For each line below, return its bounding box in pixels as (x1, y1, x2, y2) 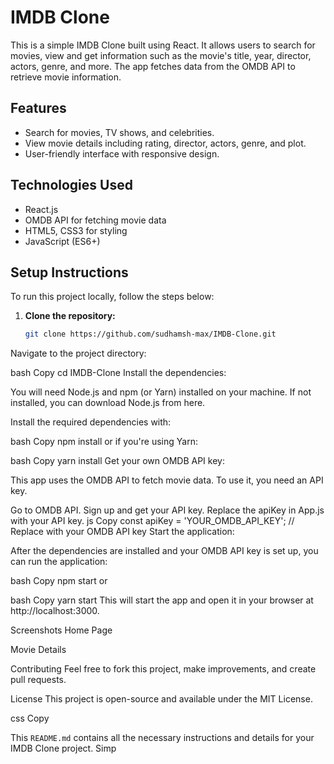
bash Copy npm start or (10, 575, 108, 587)
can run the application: (10, 556, 108, 568)
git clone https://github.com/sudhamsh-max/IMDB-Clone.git (24, 329, 277, 340)
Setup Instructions (10, 264, 129, 281)
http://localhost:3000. (10, 605, 100, 617)
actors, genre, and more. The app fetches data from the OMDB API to (10, 60, 296, 72)
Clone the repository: (24, 310, 116, 322)
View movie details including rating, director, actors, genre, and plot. (24, 137, 307, 149)
